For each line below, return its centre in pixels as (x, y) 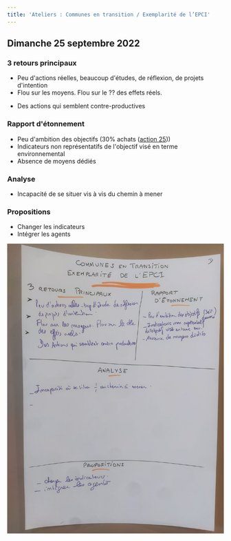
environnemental (41, 154)
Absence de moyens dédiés (56, 161)
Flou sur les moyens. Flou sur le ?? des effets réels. (90, 92)
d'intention (32, 86)
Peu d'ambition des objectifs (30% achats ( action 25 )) (93, 139)
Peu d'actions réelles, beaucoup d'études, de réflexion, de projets (110, 78)
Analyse (21, 179)
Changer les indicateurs (51, 227)
